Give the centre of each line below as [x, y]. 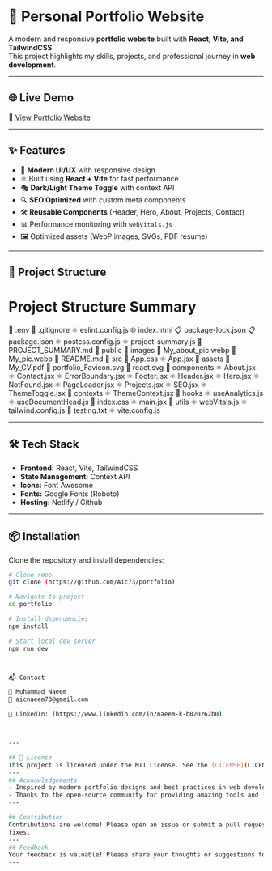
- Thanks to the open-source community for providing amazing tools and [134, 795]
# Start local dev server [52, 641]
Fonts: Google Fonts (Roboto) [70, 494]
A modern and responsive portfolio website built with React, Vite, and [126, 39]
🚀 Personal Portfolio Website [106, 17]
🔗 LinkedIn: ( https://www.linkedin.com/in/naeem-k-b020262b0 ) [115, 714]
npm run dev [28, 648]
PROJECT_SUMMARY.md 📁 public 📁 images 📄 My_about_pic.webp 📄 [122, 350]
